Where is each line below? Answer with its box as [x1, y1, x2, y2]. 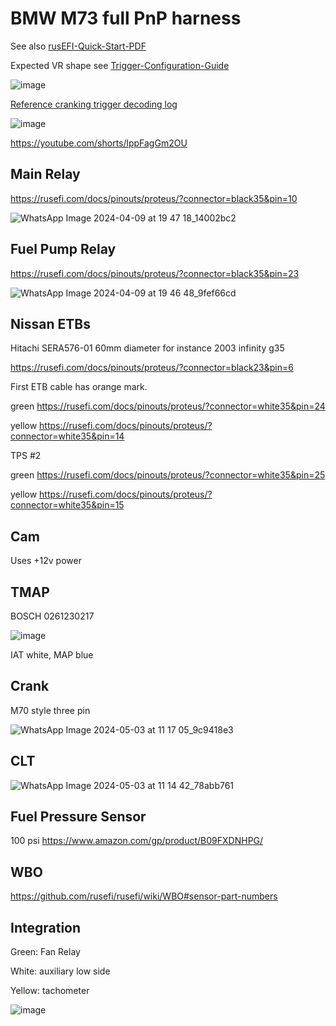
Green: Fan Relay [10, 946, 81, 958]
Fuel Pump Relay [10, 241, 117, 258]
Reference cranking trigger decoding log [10, 98, 178, 110]
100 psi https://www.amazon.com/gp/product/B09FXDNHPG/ [10, 835, 264, 847]
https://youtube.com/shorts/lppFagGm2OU [10, 137, 188, 149]
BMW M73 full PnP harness [10, 7, 242, 30]
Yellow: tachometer [10, 985, 90, 997]
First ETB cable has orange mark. [10, 381, 148, 393]
